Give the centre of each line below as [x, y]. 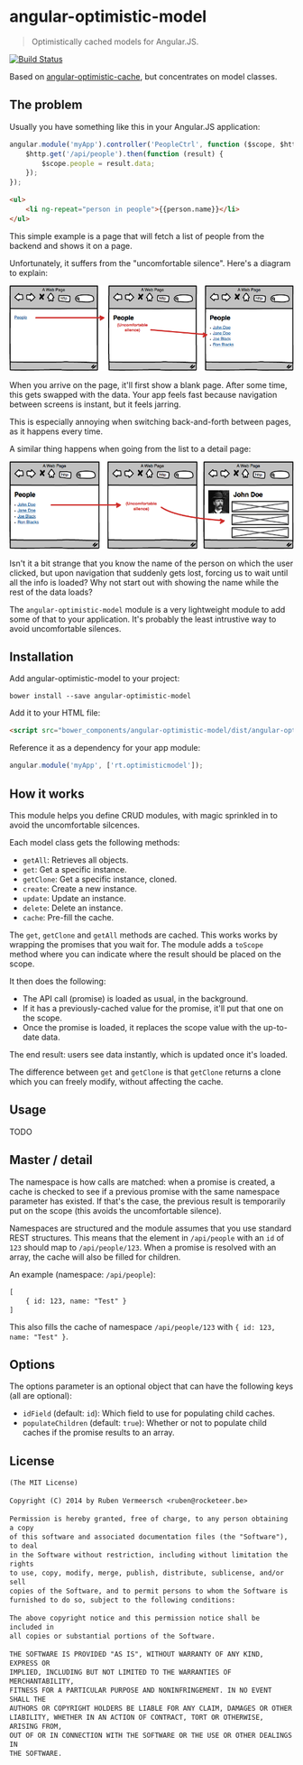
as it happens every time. [56, 431]
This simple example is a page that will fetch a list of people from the [137, 236]
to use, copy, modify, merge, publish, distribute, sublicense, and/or [147, 1573]
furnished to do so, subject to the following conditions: [123, 1600]
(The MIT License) [44, 1483]
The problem [46, 105]
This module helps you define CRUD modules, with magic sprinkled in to [143, 815]
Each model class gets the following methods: [95, 842]
